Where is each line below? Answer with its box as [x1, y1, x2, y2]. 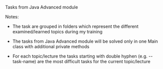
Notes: [5, 14, 19, 19]
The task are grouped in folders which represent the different [12, 23, 138, 29]
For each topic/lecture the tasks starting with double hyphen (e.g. [12, 53, 147, 59]
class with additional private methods [12, 44, 89, 49]
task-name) [12, 59, 36, 64]
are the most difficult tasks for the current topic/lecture [37, 59, 151, 64]
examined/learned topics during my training [12, 29, 102, 34]
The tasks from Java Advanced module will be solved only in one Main [12, 38, 158, 44]
